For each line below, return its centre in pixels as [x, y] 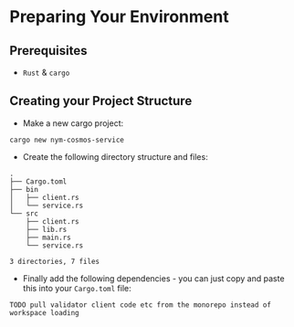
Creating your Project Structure [101, 101]
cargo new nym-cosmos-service [67, 140]
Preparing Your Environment [120, 17]
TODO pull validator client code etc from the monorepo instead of [141, 305]
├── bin [24, 189]
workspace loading [44, 312]
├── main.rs [48, 237]
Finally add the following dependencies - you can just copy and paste [153, 278]
